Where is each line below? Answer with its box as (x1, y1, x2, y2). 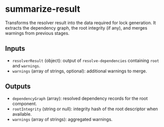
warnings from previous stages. (5, 30, 70, 36)
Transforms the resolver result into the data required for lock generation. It (5, 20, 156, 26)
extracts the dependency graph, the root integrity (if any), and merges (5, 25, 148, 31)
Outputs (5, 82, 31, 91)
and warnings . (12, 63, 40, 68)
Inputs (5, 44, 26, 53)
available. (12, 111, 32, 117)
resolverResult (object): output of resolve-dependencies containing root (12, 58, 160, 63)
